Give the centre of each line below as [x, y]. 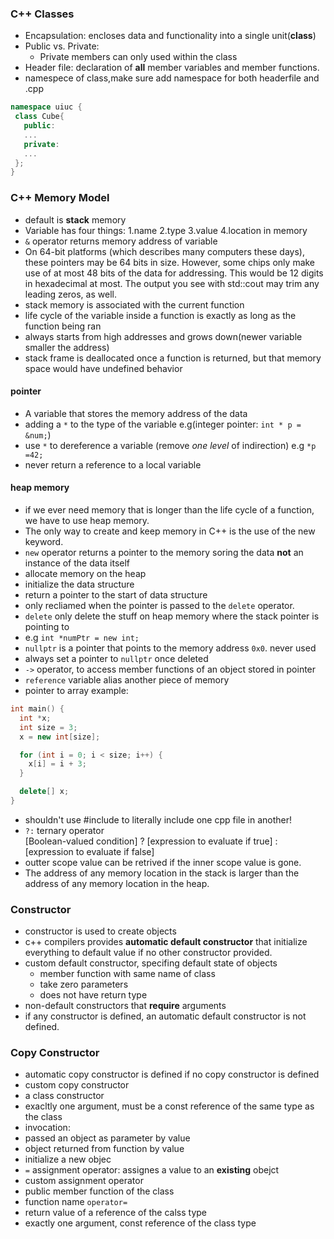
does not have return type [93, 995]
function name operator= [76, 1202]
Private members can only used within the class [138, 57]
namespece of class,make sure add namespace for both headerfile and [172, 78]
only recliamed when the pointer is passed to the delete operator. [159, 605]
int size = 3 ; [48, 727]
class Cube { [39, 117]
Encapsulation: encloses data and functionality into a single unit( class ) [170, 36]
